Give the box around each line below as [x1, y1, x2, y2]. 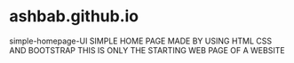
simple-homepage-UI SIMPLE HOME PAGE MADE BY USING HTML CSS [9, 35, 273, 46]
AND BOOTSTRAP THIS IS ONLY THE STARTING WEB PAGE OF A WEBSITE [9, 44, 286, 55]
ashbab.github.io [9, 6, 139, 27]
